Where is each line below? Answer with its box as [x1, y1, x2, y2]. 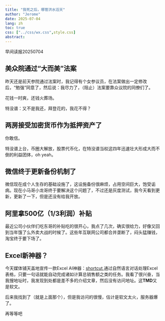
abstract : [5, 35, 26, 40]
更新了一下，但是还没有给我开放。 [13, 193, 82, 199]
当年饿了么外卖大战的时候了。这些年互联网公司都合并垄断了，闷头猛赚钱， [9, 229, 160, 236]
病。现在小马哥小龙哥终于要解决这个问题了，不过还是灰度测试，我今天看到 [5, 187, 156, 193]
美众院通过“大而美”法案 [5, 64, 77, 73]
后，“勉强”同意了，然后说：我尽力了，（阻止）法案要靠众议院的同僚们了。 [5, 84, 153, 90]
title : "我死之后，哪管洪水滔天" [5, 7, 65, 12]
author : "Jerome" [5, 12, 41, 17]
